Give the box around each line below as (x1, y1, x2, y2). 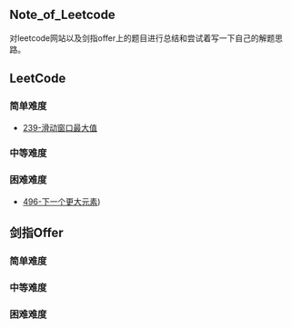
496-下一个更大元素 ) (22, 195, 101, 207)
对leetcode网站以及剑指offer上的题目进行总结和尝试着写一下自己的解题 (9, 32, 276, 44)
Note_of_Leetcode (9, 7, 116, 23)
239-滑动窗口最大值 (22, 122, 98, 133)
